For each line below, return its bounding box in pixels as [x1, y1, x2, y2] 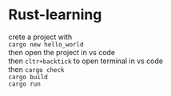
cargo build [8, 73, 48, 81]
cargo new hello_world [8, 40, 84, 49]
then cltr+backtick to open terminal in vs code [8, 56, 164, 66]
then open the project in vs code [8, 47, 116, 57]
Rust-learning [8, 6, 102, 24]
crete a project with [8, 32, 73, 42]
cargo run [8, 80, 42, 88]
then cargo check [8, 64, 65, 74]
